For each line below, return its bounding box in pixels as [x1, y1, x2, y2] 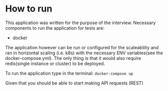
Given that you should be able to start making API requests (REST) [5, 80, 144, 86]
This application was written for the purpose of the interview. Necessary [5, 20, 156, 26]
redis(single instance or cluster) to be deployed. [5, 60, 105, 66]
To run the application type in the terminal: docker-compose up [5, 70, 134, 76]
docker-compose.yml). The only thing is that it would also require [5, 55, 142, 61]
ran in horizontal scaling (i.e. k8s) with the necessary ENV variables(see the [5, 50, 163, 56]
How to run [5, 3, 53, 15]
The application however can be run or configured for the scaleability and [5, 44, 159, 50]
